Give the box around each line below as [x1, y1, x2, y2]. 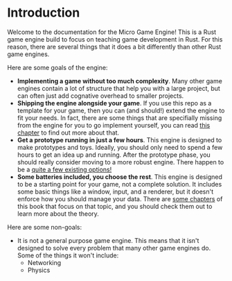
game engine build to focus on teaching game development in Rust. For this [7, 35, 223, 43]
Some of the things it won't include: [17, 251, 119, 259]
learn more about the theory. [17, 210, 99, 218]
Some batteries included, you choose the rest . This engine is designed [17, 172, 223, 181]
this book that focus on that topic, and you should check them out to [17, 202, 213, 210]
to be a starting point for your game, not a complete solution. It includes [17, 180, 222, 188]
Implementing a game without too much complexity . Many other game [17, 76, 223, 85]
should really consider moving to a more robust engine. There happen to [17, 157, 224, 166]
